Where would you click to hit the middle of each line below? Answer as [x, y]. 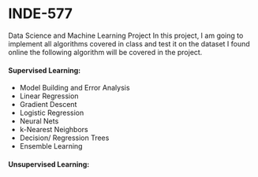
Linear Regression [49, 96]
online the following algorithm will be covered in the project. [105, 52]
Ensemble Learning [51, 146]
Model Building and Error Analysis [75, 88]
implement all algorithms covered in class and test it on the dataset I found [129, 43]
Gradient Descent [48, 105]
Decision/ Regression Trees [64, 138]
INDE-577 [41, 14]
